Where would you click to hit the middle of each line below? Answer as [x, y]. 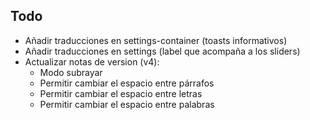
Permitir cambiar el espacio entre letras [121, 93]
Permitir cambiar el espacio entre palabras [127, 104]
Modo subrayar [71, 72]
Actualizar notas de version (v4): [92, 61]
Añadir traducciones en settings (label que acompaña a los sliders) [162, 51]
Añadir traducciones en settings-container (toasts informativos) [156, 40]
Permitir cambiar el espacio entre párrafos [127, 83]
